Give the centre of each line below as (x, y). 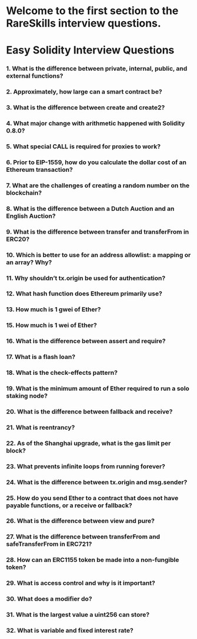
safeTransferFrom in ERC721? (49, 544)
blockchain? (24, 192)
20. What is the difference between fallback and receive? (89, 411)
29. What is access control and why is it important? (81, 583)
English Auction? (31, 216)
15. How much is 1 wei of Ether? (51, 325)
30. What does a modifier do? (49, 599)
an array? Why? (29, 262)
